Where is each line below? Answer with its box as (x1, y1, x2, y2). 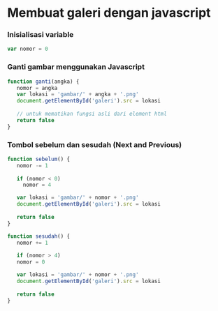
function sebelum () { (7, 155, 71, 162)
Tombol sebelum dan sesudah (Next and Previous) (7, 139, 182, 149)
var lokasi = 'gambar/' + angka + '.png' (16, 91, 139, 98)
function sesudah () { (7, 232, 71, 240)
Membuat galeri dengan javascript (7, 5, 211, 21)
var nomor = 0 (7, 45, 49, 53)
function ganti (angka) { (7, 78, 80, 85)
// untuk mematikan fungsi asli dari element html (16, 110, 168, 118)
